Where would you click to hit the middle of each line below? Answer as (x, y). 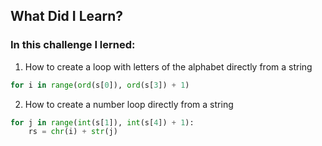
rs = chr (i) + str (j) (73, 132)
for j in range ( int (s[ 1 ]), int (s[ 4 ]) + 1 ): (102, 122)
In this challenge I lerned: (73, 45)
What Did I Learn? (66, 16)
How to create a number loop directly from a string (129, 104)
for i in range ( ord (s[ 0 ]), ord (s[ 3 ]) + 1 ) (100, 85)
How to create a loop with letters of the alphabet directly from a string (168, 66)
